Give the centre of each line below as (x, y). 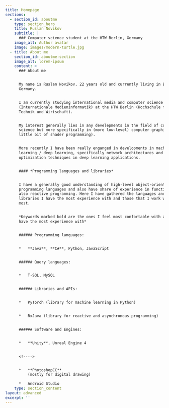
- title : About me (29, 52)
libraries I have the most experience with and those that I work (90, 199)
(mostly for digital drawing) (59, 375)
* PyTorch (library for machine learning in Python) (77, 303)
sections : (16, 15)
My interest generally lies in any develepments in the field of (88, 125)
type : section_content (38, 388)
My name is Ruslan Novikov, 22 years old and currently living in (90, 84)
